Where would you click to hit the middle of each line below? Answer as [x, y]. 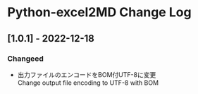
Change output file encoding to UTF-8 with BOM [88, 83]
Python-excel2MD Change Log [99, 12]
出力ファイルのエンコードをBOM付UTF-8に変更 [87, 74]
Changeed [26, 59]
